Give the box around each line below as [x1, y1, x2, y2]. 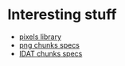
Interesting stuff [7, 6, 117, 24]
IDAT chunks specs [18, 49, 83, 58]
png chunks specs [18, 40, 80, 49]
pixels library [18, 32, 61, 41]
